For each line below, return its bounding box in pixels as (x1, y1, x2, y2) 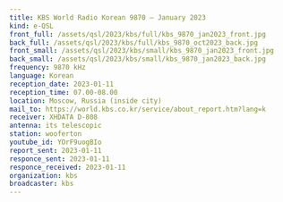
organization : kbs (9, 171, 78, 180)
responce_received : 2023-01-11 (9, 163, 126, 172)
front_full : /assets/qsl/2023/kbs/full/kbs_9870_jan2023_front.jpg (9, 29, 267, 38)
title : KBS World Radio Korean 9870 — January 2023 (9, 13, 206, 22)
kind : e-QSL (9, 21, 54, 30)
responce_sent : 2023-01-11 (9, 154, 110, 164)
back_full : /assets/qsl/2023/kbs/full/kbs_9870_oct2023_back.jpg (9, 38, 258, 47)
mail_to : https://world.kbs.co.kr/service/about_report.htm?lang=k (9, 105, 267, 114)
